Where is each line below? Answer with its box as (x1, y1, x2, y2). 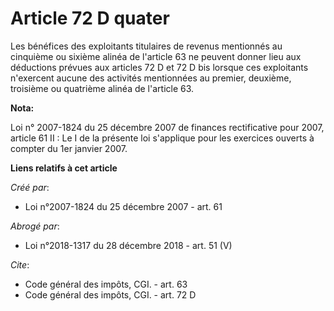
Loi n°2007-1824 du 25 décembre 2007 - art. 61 (24, 200, 223, 212)
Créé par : (10, 181, 50, 193)
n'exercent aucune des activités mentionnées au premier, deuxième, (10, 72, 292, 84)
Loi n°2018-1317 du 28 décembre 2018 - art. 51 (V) (24, 239, 233, 251)
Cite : (10, 258, 30, 271)
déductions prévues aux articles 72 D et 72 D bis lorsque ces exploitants (10, 61, 309, 73)
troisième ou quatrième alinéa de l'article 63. (10, 82, 195, 94)
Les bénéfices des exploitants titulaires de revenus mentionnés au (10, 40, 283, 52)
